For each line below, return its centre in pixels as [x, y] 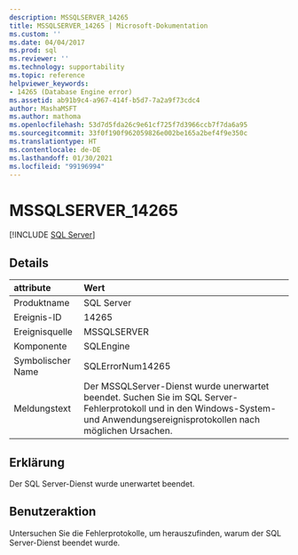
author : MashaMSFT [43, 109]
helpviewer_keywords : [49, 84]
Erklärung [37, 462]
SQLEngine [107, 346]
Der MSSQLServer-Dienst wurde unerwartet [176, 386]
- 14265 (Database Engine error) [71, 92]
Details [29, 263]
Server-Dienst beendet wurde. [65, 543]
